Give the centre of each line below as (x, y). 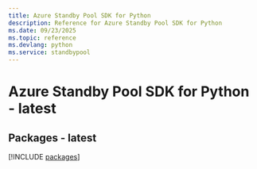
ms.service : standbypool (49, 52)
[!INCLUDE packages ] (44, 157)
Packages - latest (53, 138)
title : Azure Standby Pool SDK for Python (80, 15)
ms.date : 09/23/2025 (43, 30)
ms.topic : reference (43, 38)
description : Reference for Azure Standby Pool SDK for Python (115, 23)
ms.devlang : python (41, 45)
